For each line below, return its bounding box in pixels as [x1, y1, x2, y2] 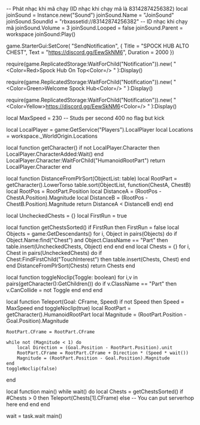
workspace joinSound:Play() [6, 31, 76, 38]
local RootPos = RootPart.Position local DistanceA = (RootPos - [6, 188, 162, 195]
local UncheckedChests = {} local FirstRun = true [6, 212, 128, 219]
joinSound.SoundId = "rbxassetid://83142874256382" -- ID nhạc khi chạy [6, 18, 188, 25]
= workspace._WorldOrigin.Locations [6, 132, 98, 139]
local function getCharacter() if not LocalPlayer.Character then [6, 144, 160, 151]
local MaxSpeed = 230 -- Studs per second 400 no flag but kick [6, 114, 165, 121]
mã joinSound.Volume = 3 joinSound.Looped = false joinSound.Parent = [6, 24, 184, 31]
